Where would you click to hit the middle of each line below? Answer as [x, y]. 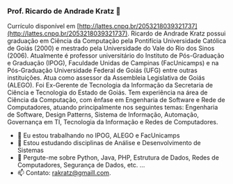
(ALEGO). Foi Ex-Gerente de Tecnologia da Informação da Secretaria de [110, 85]
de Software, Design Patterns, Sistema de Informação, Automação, [103, 115]
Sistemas [30, 150]
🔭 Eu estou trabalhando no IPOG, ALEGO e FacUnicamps [98, 135]
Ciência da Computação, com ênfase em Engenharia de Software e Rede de [116, 100]
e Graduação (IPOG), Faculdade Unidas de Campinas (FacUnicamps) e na [113, 63]
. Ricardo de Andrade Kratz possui [177, 33]
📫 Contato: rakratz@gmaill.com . [64, 173]
